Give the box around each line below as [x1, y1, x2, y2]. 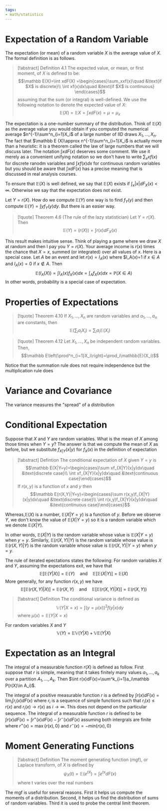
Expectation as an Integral [5, 647, 116, 659]
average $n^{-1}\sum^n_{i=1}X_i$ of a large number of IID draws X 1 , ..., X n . [5, 131, 157, 139]
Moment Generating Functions [5, 740, 135, 751]
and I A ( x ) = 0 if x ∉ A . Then [5, 261, 62, 268]
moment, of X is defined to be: [17, 71, 80, 77]
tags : [5, 7, 16, 13]
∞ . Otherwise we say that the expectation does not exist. [5, 187, 122, 193]
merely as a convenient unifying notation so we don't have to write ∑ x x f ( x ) [5, 154, 158, 161]
